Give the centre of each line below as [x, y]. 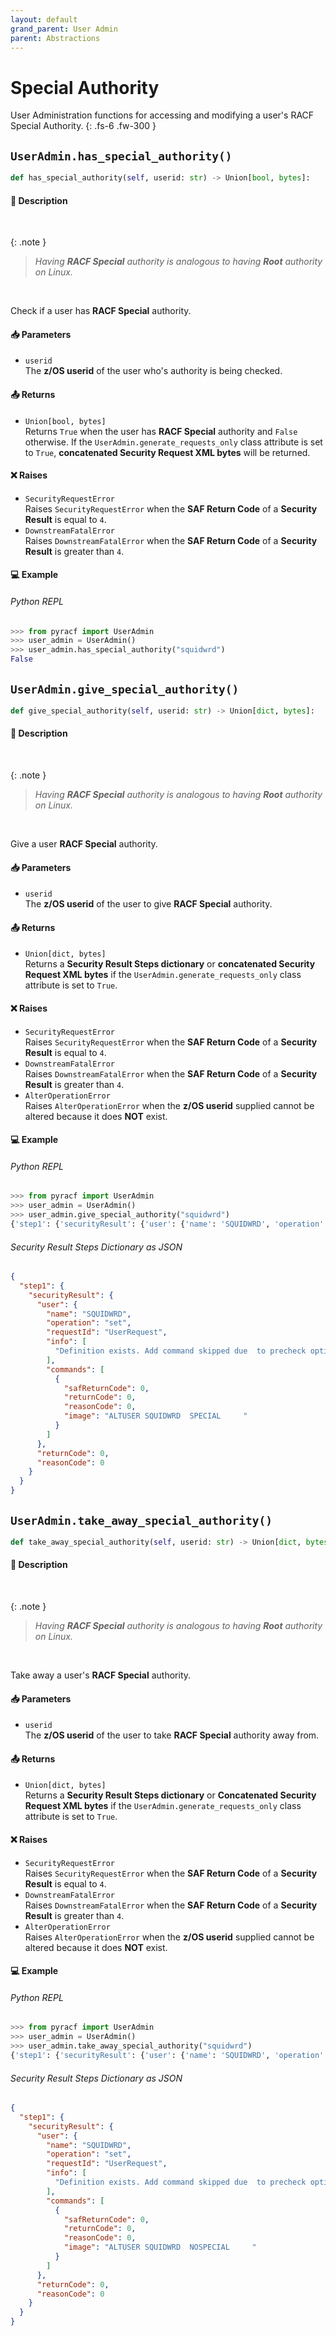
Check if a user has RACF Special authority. [101, 311]
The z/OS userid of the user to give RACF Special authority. [148, 904]
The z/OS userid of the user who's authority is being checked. [153, 371]
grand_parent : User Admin [64, 29]
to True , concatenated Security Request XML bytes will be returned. [167, 452]
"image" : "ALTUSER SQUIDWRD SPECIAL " [155, 1416]
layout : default [44, 19]
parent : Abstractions [55, 38]
